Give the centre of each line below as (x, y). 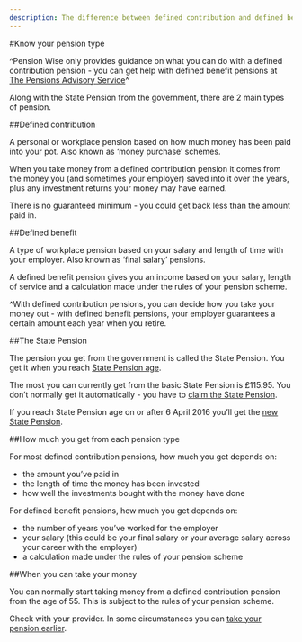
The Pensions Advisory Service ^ (69, 80)
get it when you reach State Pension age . (85, 367)
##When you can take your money (73, 574)
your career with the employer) (80, 547)
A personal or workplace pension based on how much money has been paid (151, 141)
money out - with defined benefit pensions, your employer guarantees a (142, 313)
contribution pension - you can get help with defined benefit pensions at (143, 70)
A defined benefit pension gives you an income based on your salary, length (151, 276)
